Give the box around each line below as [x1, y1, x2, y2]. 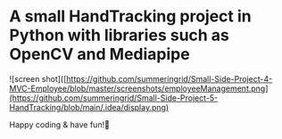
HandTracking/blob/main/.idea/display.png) [9, 102, 170, 112]
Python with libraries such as [9, 25, 230, 45]
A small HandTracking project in [9, 6, 252, 27]
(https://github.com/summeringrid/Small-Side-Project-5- [9, 92, 219, 103]
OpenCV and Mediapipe [9, 45, 190, 64]
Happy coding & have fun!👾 [9, 119, 110, 130]
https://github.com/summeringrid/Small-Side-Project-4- [66, 73, 273, 84]
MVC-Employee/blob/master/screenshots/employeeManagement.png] [9, 83, 269, 94]
